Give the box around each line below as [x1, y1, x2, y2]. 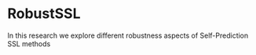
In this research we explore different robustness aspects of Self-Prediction [7, 31, 249, 40]
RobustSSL [7, 5, 81, 23]
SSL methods [7, 38, 51, 48]
